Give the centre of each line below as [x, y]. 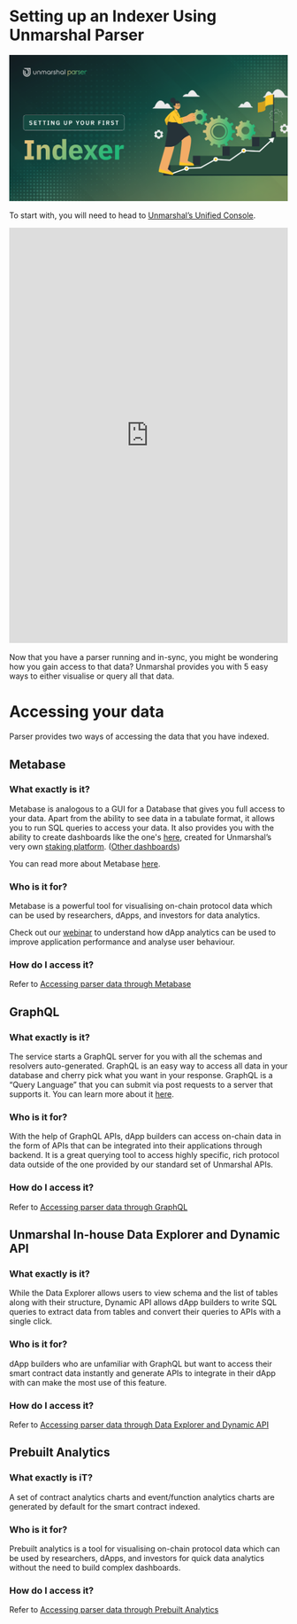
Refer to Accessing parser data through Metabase [100, 984]
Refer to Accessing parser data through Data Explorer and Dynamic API [139, 1425]
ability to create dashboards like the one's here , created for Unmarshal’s [141, 837]
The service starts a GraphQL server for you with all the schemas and [136, 1057]
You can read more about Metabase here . [85, 863]
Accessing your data [87, 712]
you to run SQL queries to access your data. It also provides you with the [141, 828]
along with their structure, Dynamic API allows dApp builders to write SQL [143, 1302]
